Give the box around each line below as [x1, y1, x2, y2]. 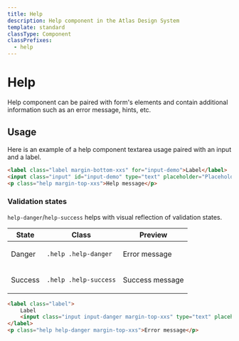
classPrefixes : [7, 37, 53, 44]
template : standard [7, 24, 65, 31]
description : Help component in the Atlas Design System [7, 17, 180, 24]
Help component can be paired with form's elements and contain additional [7, 98, 228, 106]
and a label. [7, 153, 41, 161]
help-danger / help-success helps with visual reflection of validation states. [7, 213, 223, 221]
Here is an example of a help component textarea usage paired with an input [7, 145, 232, 153]
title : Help [7, 10, 43, 18]
